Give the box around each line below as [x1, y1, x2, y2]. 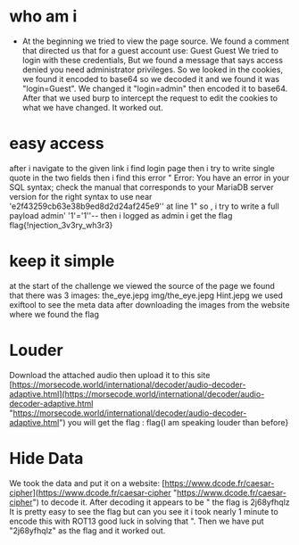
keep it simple [9, 252, 115, 271]
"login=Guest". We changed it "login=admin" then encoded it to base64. [21, 83, 288, 94]
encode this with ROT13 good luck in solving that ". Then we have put [9, 516, 265, 526]
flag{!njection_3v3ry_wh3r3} [9, 219, 113, 230]
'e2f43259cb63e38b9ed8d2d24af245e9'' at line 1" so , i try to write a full [9, 201, 279, 211]
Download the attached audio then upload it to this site [9, 369, 211, 380]
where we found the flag [9, 309, 100, 319]
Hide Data [9, 448, 84, 468]
